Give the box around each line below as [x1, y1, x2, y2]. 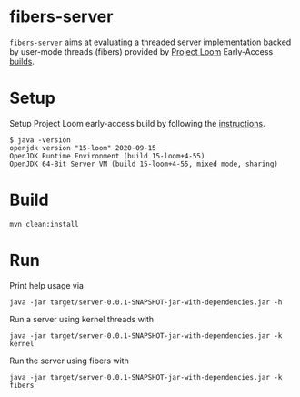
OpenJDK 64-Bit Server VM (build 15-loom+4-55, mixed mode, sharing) [9, 159, 279, 168]
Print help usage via [9, 280, 85, 290]
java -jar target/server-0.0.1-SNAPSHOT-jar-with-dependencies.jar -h [9, 298, 283, 307]
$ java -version [9, 135, 71, 145]
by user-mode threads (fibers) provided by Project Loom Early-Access [9, 46, 274, 56]
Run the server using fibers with [9, 355, 129, 366]
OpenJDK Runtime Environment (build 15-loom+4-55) [9, 151, 205, 160]
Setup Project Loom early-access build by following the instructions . [9, 117, 265, 128]
